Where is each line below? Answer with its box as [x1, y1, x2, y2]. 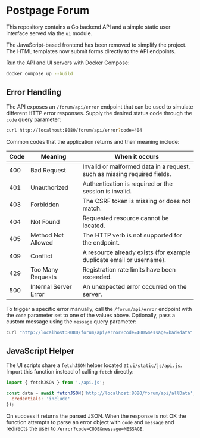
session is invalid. [82, 187, 132, 195]
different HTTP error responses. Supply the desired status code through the [6, 109, 192, 116]
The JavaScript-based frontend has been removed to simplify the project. [6, 41, 187, 48]
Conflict [30, 252, 53, 260]
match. [82, 204, 102, 212]
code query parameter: [6, 116, 61, 123]
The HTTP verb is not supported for [82, 231, 183, 239]
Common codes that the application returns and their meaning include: [6, 138, 180, 145]
